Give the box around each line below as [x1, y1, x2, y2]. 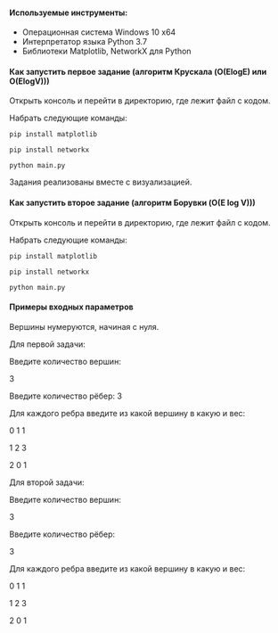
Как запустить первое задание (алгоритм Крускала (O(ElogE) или [9, 66, 267, 77]
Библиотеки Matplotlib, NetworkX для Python [21, 45, 192, 57]
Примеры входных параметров [9, 301, 134, 312]
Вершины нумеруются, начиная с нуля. [9, 321, 159, 332]
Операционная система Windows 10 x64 [21, 27, 176, 37]
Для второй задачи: [9, 477, 85, 488]
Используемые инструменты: [9, 7, 128, 18]
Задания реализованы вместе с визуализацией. [9, 177, 192, 187]
